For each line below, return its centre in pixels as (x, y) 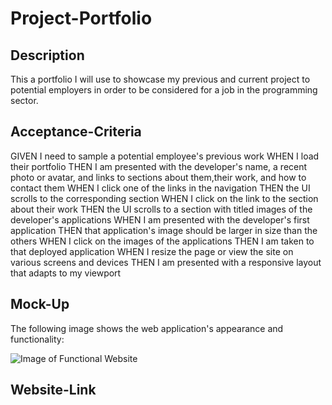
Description (47, 55)
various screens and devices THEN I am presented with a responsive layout (166, 262)
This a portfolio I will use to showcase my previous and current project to (160, 79)
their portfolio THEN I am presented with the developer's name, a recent (159, 166)
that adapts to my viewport (66, 273)
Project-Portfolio (81, 18)
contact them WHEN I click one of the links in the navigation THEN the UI (160, 188)
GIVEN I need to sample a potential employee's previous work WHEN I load (165, 156)
